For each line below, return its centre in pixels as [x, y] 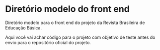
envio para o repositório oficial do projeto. [48, 42]
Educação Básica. [24, 27]
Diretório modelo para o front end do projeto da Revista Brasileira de [75, 23]
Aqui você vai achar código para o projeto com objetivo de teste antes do [80, 37]
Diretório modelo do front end [68, 9]
